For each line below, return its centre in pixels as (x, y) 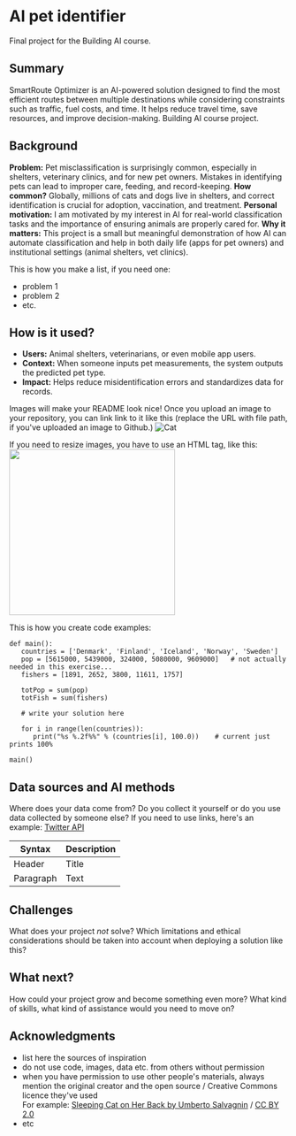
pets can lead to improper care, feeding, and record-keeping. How (130, 186)
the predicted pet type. (64, 372)
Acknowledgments (63, 1036)
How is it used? (52, 332)
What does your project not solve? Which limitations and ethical (125, 931)
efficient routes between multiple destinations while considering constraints (147, 99)
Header (29, 864)
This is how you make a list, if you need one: (90, 269)
